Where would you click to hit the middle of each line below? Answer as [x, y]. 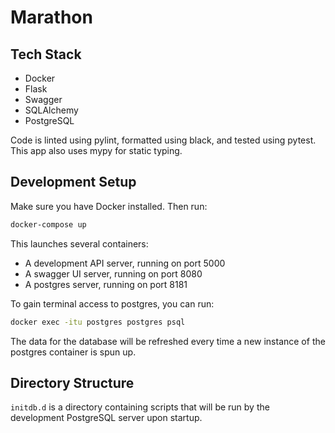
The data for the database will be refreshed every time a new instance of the [168, 341]
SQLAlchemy [51, 110]
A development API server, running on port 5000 [125, 263]
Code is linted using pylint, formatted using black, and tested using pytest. [163, 140]
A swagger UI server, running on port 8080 [113, 273]
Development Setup [73, 182]
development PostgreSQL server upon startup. [106, 418]
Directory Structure [72, 382]
